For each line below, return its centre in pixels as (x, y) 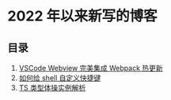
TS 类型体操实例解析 (52, 88)
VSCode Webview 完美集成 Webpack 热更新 (91, 68)
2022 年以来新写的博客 (82, 16)
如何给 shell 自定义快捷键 (60, 78)
